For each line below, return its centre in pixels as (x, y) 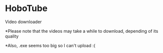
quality (12, 36)
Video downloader (24, 22)
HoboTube (26, 8)
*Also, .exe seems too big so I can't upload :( (50, 45)
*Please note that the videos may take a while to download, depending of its (82, 31)
